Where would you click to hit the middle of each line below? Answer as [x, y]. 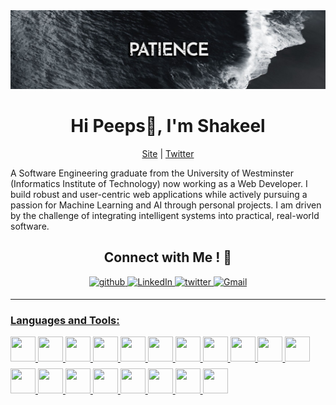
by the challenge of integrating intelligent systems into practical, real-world [165, 215]
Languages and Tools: [65, 320]
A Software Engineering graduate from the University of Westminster [152, 173]
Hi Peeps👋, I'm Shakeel [168, 126]
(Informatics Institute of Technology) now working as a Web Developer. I [159, 183]
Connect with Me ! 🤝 [168, 257]
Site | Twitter [168, 153]
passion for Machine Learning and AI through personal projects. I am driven [166, 205]
